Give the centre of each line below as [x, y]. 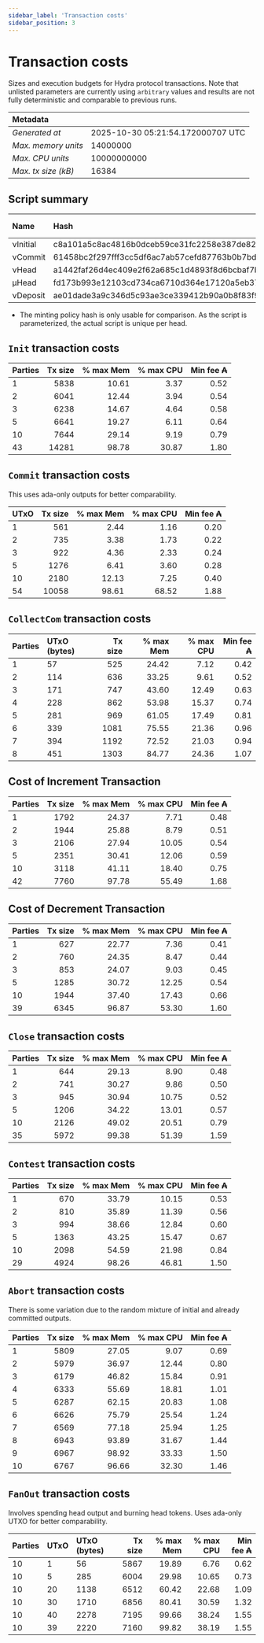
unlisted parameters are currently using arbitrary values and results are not [132, 92]
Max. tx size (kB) [43, 172]
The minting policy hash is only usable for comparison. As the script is [133, 315]
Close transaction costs [66, 1036]
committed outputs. [40, 1318]
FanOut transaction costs [69, 1494]
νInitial [24, 245]
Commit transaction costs [69, 476]
